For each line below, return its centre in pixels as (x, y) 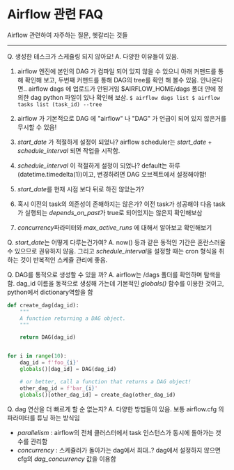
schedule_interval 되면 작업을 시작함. (69, 150)
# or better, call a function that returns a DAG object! (106, 381)
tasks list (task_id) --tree (60, 104)
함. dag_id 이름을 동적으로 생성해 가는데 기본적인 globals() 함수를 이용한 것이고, (116, 283)
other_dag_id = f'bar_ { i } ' (59, 388)
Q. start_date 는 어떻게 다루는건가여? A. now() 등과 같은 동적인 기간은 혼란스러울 (117, 242)
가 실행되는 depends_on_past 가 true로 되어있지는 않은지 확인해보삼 (110, 212)
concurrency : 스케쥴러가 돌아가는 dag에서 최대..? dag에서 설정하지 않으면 (119, 450)
